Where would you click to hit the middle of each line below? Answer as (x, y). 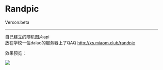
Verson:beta (17, 22)
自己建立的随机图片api (27, 37)
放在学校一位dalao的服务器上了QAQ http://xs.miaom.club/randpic (70, 42)
